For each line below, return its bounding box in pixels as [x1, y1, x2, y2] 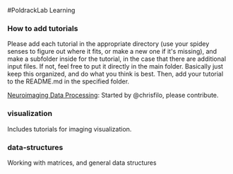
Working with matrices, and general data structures [7, 158, 157, 167]
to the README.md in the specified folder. [7, 77, 129, 86]
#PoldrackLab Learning [7, 6, 76, 14]
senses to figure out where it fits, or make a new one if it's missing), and [7, 47, 217, 56]
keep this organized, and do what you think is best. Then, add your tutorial [7, 70, 224, 79]
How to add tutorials [7, 23, 78, 33]
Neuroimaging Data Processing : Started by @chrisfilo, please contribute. [7, 91, 219, 100]
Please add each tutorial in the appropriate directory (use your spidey [7, 40, 210, 48]
